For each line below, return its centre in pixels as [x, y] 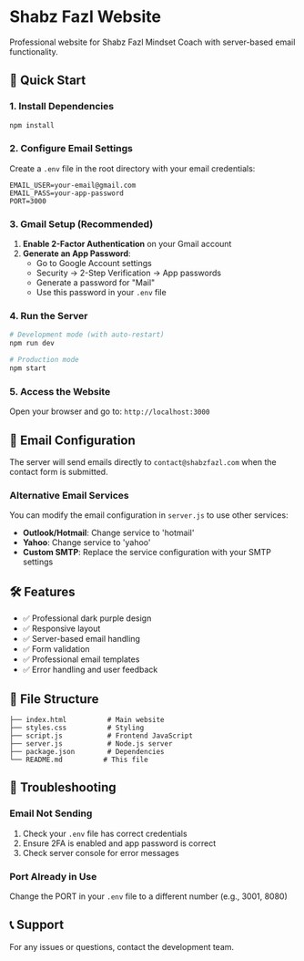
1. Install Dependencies [62, 107]
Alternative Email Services [69, 495]
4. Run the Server [49, 316]
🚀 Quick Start [48, 81]
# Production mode [44, 360]
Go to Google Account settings [94, 263]
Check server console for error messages [101, 852]
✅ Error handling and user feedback [90, 670]
